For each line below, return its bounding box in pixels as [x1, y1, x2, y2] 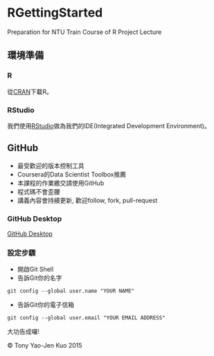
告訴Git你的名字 [17, 274, 62, 282]
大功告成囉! [7, 328, 40, 336]
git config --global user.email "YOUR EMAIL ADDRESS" [7, 314, 166, 321]
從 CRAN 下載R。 [7, 87, 53, 96]
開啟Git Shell [17, 265, 54, 274]
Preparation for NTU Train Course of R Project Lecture [7, 28, 162, 36]
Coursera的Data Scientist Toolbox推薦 [17, 170, 127, 178]
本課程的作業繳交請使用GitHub [17, 179, 105, 187]
